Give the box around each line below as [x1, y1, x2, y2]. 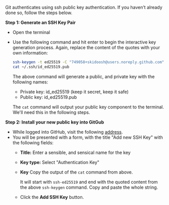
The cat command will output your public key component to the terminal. [12, 104, 164, 110]
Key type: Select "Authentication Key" [20, 159, 100, 165]
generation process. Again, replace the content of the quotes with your [12, 45, 160, 50]
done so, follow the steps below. [5, 10, 73, 16]
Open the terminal [12, 29, 50, 35]
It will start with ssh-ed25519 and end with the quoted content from [20, 179, 158, 185]
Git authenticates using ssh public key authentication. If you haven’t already [5, 5, 162, 10]
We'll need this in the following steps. [12, 109, 90, 115]
